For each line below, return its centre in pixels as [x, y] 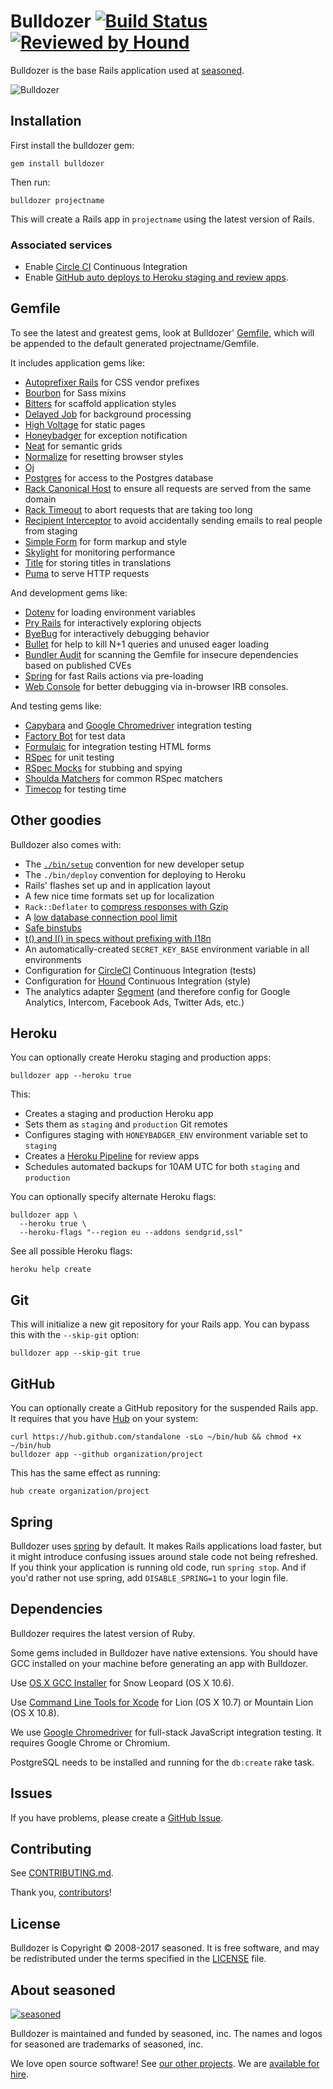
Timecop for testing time [75, 789]
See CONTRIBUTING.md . [62, 1873]
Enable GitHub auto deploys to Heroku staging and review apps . [156, 277]
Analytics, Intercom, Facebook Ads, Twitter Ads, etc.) [134, 1002]
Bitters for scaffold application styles [100, 403]
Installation [46, 121]
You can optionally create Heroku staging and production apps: [141, 1057]
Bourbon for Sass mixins [75, 392]
